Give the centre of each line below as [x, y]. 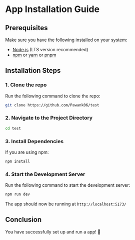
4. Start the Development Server [45, 174]
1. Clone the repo [26, 85]
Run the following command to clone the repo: [53, 96]
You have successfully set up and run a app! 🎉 [53, 231]
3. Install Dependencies [34, 141]
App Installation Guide [52, 9]
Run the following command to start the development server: [68, 185]
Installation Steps [33, 71]
